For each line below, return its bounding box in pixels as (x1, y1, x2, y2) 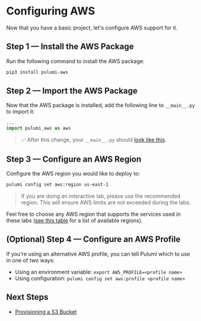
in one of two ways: (6, 257, 55, 264)
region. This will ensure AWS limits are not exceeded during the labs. (20, 198, 191, 206)
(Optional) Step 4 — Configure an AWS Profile (6, 234, 181, 245)
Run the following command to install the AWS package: (6, 57, 145, 64)
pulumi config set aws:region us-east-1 (6, 182, 109, 188)
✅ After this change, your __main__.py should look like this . (20, 136, 167, 144)
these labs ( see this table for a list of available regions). (6, 216, 143, 224)
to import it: (6, 108, 35, 115)
